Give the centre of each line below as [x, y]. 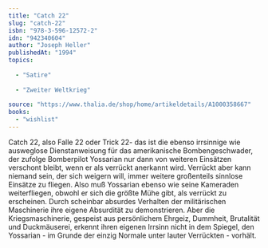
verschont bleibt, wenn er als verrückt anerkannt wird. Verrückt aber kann [130, 167]
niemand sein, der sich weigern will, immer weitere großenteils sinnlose [126, 175]
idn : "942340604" [37, 38]
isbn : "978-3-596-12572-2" [53, 30]
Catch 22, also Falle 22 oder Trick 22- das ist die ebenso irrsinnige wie [124, 142]
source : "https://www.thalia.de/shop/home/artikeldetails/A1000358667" [130, 104]
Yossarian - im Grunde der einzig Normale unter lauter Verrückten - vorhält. [132, 235]
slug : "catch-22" [37, 23]
